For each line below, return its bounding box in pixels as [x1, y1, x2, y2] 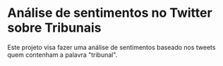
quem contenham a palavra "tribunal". [7, 51, 118, 59]
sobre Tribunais [7, 20, 102, 36]
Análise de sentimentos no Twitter [7, 5, 213, 21]
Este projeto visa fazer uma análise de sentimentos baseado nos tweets [7, 43, 216, 51]
